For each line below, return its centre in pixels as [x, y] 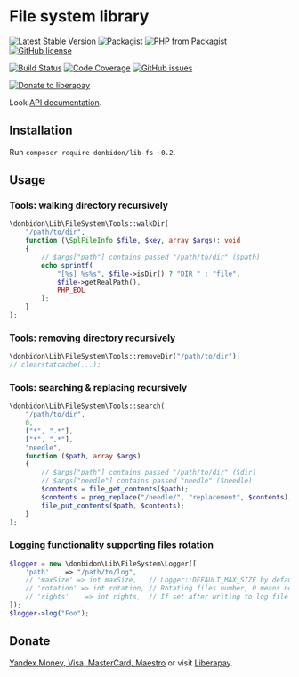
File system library [79, 17]
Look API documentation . [56, 102]
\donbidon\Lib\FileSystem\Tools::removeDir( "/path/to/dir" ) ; [125, 357]
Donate [30, 641]
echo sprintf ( [67, 265]
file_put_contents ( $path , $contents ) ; [113, 506]
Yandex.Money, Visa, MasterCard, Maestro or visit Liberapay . [121, 663]
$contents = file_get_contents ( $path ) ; [115, 489]
